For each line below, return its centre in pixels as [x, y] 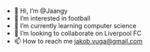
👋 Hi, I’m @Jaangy [41, 11]
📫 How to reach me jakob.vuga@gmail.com [78, 41]
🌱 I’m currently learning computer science [75, 26]
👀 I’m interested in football [52, 18]
